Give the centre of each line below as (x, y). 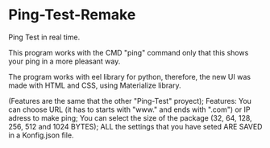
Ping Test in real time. (44, 37)
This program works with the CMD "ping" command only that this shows (129, 52)
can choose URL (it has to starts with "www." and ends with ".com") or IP (129, 109)
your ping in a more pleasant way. (64, 61)
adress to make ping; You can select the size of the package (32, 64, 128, (130, 117)
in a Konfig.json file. (41, 135)
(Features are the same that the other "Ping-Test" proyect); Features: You (130, 101)
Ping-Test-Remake (72, 15)
